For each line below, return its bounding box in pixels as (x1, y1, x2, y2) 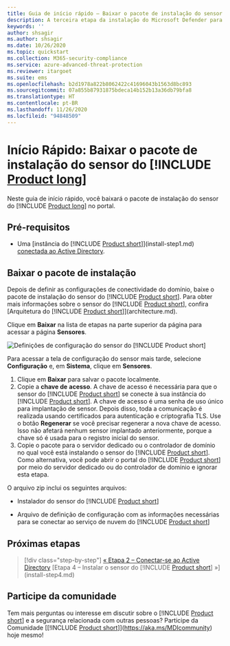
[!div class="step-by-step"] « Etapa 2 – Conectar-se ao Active (23, 556, 200, 564)
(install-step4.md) (23, 571, 75, 579)
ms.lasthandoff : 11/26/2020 (7, 106, 88, 113)
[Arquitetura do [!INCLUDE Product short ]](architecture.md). (7, 307, 178, 315)
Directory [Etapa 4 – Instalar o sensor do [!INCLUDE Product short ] (23, 563, 213, 572)
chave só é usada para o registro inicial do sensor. (16, 434, 160, 442)
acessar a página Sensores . (7, 328, 87, 336)
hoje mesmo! (7, 631, 44, 639)
